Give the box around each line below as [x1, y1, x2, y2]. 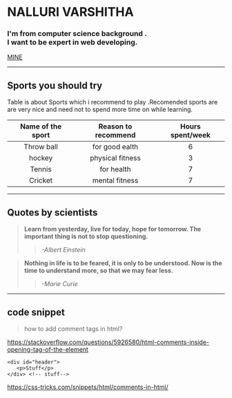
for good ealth [92, 142, 139, 152]
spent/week [170, 131, 211, 140]
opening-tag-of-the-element [7, 345, 88, 353]
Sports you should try [7, 79, 103, 91]
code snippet [7, 306, 66, 318]
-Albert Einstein [41, 246, 86, 254]
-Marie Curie [41, 280, 78, 288]
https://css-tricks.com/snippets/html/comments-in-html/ [7, 383, 169, 391]
